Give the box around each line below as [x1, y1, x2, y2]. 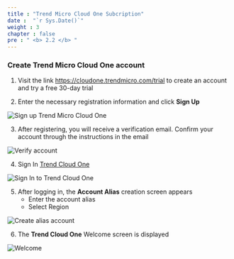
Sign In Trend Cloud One [17, 160, 90, 169]
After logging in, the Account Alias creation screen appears [17, 187, 193, 196]
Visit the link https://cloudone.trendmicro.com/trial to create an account [17, 76, 227, 85]
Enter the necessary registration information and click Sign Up [17, 97, 200, 106]
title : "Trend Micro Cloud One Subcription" [7, 10, 144, 18]
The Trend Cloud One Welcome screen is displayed [17, 230, 169, 238]
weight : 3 [7, 23, 40, 31]
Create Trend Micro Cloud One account [7, 60, 145, 70]
